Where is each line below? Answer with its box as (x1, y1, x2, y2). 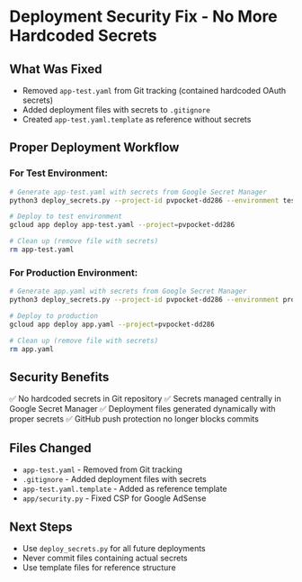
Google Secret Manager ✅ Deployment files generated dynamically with (9, 404, 276, 414)
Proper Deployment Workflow (9, 140, 180, 155)
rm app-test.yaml (9, 245, 75, 254)
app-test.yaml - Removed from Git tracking (22, 464, 182, 475)
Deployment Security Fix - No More (9, 6, 279, 27)
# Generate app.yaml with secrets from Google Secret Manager (9, 286, 247, 296)
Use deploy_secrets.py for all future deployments (22, 542, 206, 553)
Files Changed (9, 440, 92, 456)
